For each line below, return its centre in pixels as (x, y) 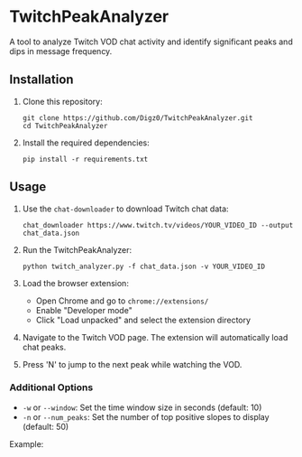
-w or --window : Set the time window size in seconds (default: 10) (142, 407)
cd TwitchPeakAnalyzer (65, 126)
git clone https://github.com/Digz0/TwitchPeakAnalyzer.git (137, 118)
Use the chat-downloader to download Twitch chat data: (125, 209)
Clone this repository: (62, 101)
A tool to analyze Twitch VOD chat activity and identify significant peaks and (151, 42)
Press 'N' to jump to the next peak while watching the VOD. (132, 364)
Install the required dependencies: (86, 143)
